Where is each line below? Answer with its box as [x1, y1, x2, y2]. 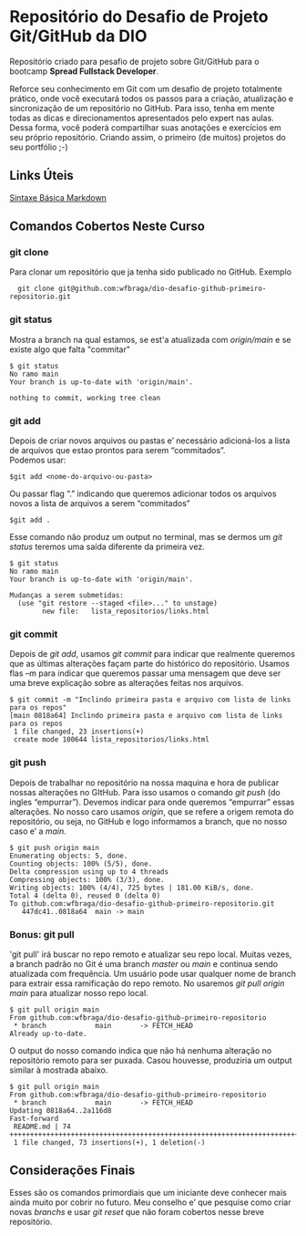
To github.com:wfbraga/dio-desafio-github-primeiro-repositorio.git [9, 898, 275, 909]
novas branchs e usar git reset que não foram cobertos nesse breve [9, 1206, 265, 1217]
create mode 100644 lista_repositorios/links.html [13, 735, 209, 744]
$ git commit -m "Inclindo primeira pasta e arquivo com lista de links [9, 695, 291, 704]
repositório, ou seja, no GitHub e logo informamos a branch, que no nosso [9, 815, 288, 826]
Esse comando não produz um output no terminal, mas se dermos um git [9, 532, 283, 543]
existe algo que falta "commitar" [9, 344, 130, 355]
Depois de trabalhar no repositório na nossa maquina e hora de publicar [9, 777, 280, 788]
